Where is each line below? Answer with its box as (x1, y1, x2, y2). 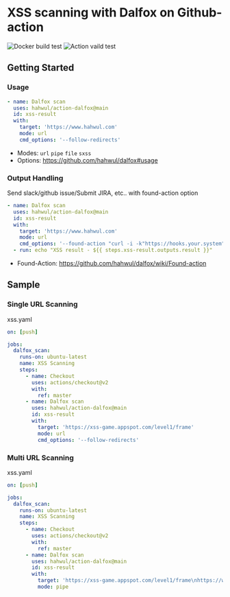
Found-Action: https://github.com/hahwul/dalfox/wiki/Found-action (16, 259, 207, 268)
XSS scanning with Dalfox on (7, 5, 175, 21)
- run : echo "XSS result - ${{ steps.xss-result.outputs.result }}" (13, 247, 213, 254)
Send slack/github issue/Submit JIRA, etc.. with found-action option (7, 189, 199, 197)
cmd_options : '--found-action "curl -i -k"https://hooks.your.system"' (19, 240, 228, 248)
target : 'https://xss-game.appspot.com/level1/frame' (37, 423, 194, 430)
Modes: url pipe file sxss (16, 149, 92, 157)
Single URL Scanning (7, 300, 78, 309)
